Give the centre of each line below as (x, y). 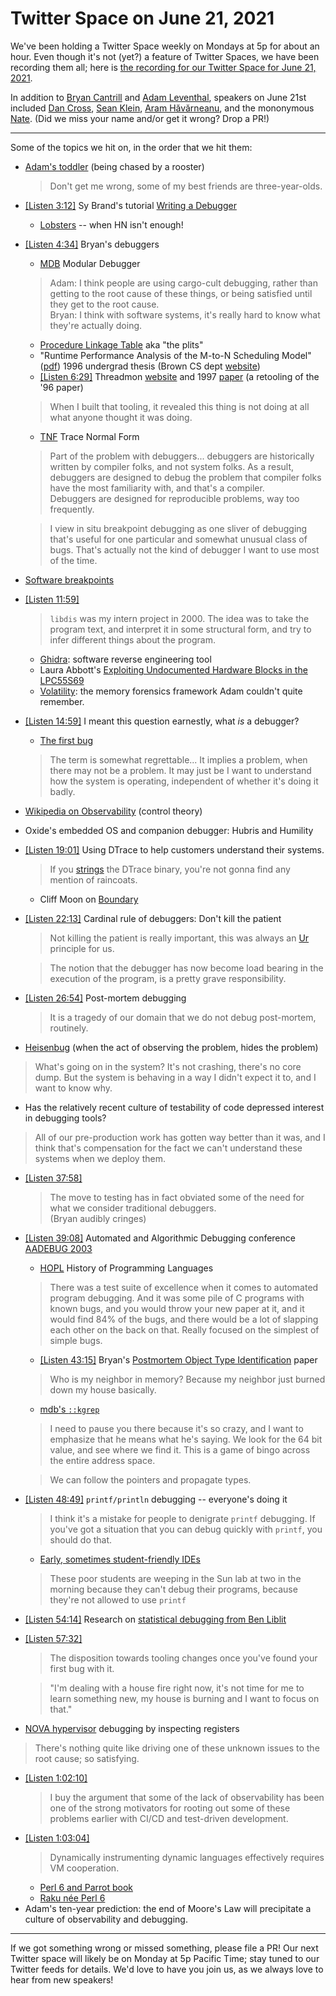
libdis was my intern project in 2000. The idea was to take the (179, 618)
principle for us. (82, 948)
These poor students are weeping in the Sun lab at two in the (175, 1578)
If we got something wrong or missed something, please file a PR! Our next (164, 1948)
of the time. (73, 560)
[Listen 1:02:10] (56, 1778)
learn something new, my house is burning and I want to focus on (184, 1698)
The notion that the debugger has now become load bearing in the (186, 968)
